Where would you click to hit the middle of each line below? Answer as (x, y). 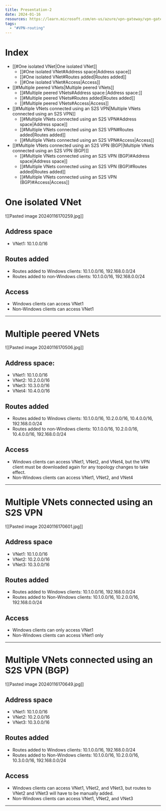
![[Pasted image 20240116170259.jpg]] (44, 216)
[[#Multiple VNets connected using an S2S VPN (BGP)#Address (84, 156)
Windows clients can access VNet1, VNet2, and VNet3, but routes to (82, 788)
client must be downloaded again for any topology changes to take (80, 467)
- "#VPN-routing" (27, 28)
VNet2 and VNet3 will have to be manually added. (63, 793)
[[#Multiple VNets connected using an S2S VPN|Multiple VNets (76, 109)
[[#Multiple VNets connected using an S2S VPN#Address (78, 119)
